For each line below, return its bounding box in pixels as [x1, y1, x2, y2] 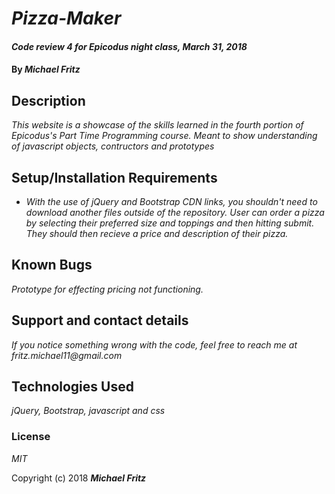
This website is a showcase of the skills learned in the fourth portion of [11, 119, 304, 131]
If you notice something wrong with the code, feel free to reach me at [11, 338, 298, 351]
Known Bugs [11, 257, 93, 274]
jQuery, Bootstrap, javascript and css [11, 405, 166, 417]
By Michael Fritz [11, 63, 81, 76]
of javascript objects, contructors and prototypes [11, 140, 215, 152]
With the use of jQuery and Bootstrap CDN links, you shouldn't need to [25, 196, 318, 207]
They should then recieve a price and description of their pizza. [25, 228, 289, 239]
